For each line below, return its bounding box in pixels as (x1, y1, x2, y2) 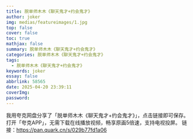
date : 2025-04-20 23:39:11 (6, 84, 72, 90)
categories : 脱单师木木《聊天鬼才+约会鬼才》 (6, 52, 106, 58)
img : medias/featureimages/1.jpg (6, 19, 88, 25)
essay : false (6, 73, 38, 79)
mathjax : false (6, 41, 43, 47)
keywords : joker (6, 68, 46, 74)
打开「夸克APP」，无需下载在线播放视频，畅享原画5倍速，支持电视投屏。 (6, 119, 181, 126)
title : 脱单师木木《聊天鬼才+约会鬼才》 (6, 8, 92, 15)
